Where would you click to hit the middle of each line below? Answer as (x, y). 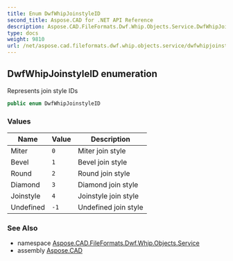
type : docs (23, 33)
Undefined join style (110, 207)
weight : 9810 (26, 40)
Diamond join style (108, 185)
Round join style (104, 173)
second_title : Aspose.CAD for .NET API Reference (80, 20)
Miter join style (102, 151)
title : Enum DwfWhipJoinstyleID (54, 14)
